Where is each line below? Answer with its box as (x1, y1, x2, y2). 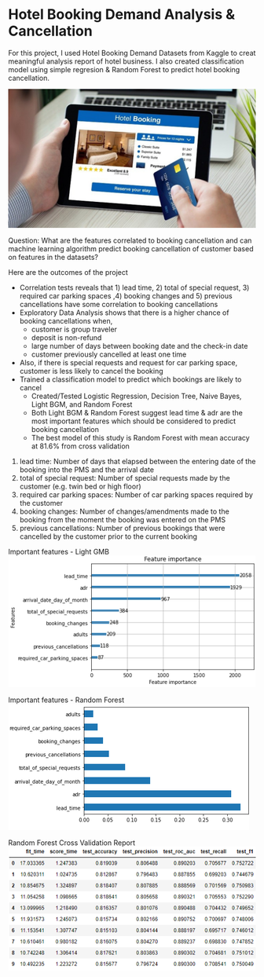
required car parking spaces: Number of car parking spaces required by (19, 490, 254, 499)
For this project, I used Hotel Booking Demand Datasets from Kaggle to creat (8, 48, 256, 57)
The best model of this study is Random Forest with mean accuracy (31, 434, 250, 443)
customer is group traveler (31, 324, 118, 335)
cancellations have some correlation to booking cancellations (19, 300, 218, 309)
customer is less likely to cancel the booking (19, 367, 163, 376)
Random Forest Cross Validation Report (8, 838, 136, 847)
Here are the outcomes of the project (8, 268, 128, 277)
